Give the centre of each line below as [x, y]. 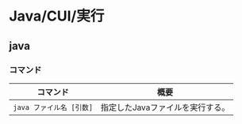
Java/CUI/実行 [57, 16]
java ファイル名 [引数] [53, 107]
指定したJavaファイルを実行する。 [165, 107]
